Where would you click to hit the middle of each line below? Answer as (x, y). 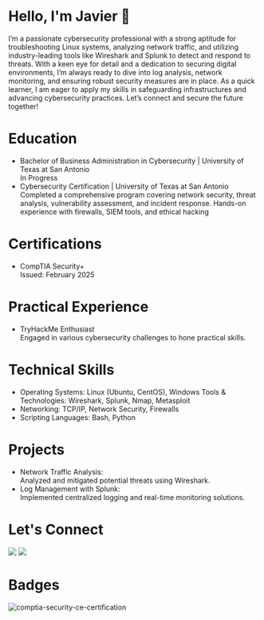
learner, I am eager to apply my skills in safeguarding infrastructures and (128, 89)
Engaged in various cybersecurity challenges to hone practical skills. (133, 337)
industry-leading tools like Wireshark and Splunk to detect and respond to (130, 55)
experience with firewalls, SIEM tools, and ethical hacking (114, 212)
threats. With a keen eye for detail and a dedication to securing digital (122, 64)
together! (23, 106)
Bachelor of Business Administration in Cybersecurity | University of (132, 161)
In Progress (39, 177)
